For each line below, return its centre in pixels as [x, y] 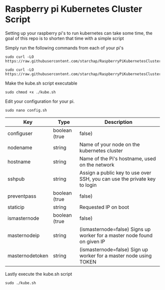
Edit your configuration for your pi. [40, 101]
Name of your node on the [110, 145]
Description [118, 122]
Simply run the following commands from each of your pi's [64, 48]
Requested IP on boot [104, 207]
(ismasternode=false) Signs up [115, 229]
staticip [16, 207]
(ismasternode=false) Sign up [114, 249]
